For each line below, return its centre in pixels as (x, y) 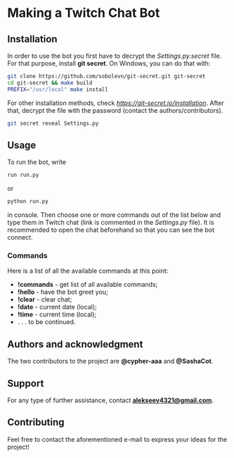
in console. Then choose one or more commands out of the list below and (114, 215)
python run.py (28, 202)
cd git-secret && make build (50, 82)
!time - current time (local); (57, 314)
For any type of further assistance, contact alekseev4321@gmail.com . (111, 400)
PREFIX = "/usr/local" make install (58, 89)
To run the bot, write (37, 162)
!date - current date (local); (57, 307)
